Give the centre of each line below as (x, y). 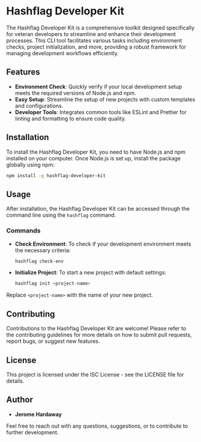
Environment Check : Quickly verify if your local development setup (98, 86)
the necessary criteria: (43, 250)
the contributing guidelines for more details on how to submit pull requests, (99, 335)
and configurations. (39, 106)
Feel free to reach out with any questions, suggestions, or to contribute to (97, 426)
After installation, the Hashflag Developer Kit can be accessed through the (98, 209)
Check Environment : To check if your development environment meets (103, 244)
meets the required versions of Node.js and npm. (75, 93)
